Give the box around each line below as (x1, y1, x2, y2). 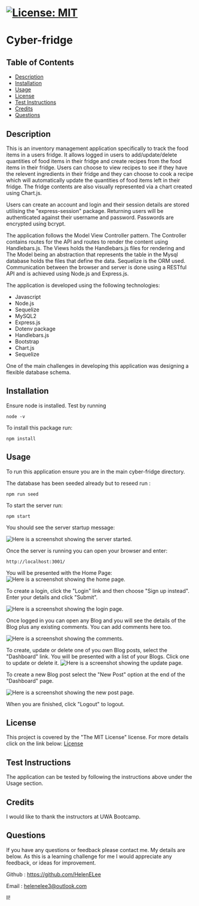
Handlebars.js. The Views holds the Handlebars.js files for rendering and (6, 245, 185, 251)
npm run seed (6, 491, 39, 497)
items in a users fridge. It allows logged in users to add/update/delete (6, 151, 177, 158)
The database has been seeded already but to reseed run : (6, 479, 151, 487)
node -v (6, 413, 26, 419)
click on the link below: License (6, 740, 84, 747)
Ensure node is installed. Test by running (6, 402, 106, 409)
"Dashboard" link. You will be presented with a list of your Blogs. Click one (6, 653, 189, 660)
